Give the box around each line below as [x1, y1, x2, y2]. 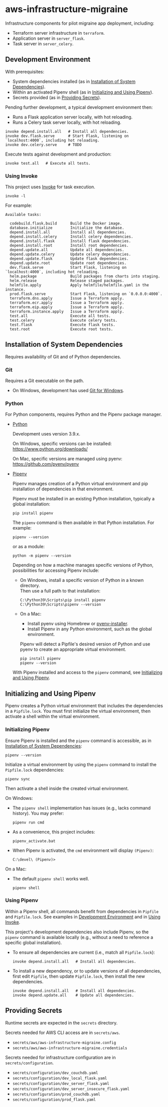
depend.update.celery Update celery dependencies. [10, 252, 131, 257]
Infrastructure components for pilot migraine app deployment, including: [5, 20, 154, 26]
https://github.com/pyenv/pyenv [12, 461, 79, 467]
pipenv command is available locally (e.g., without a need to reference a [5, 934, 153, 940]
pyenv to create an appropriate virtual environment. [20, 646, 126, 652]
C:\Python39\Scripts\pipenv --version [20, 602, 101, 607]
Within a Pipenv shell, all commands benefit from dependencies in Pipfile [5, 908, 159, 914]
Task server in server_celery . [12, 40, 74, 46]
